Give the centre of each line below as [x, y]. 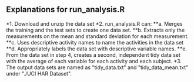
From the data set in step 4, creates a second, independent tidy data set [93, 54]
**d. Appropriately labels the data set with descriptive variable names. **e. [96, 49]
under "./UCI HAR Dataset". [39, 73]
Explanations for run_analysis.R [66, 10]
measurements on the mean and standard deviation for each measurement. [98, 36]
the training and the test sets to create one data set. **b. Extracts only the [96, 30]
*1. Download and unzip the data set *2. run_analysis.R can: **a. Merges [94, 23]
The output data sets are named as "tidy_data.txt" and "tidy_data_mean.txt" [97, 67]
